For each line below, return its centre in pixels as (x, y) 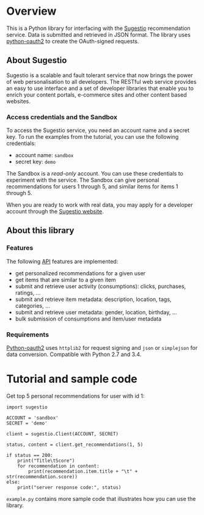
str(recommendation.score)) (42, 476)
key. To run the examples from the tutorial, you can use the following (93, 137)
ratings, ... (28, 292)
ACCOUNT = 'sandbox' (33, 418)
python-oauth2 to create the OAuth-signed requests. (73, 41)
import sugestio (27, 407)
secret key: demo (35, 162)
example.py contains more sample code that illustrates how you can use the (101, 498)
